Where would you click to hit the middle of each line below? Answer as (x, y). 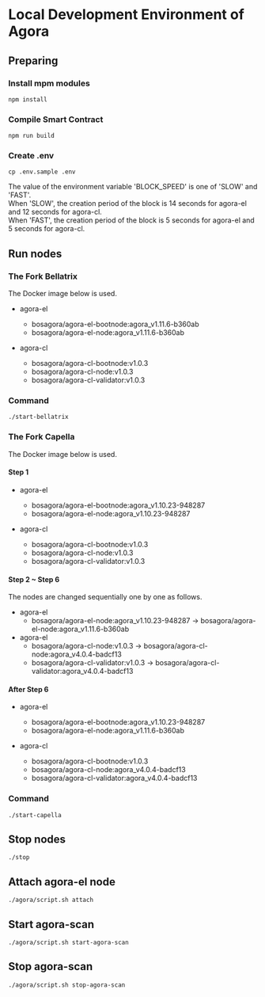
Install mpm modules (49, 83)
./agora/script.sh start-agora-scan (68, 943)
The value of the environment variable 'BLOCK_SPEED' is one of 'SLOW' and (133, 187)
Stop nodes (37, 840)
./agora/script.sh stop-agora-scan (67, 985)
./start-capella (35, 815)
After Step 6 (28, 689)
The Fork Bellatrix (43, 276)
